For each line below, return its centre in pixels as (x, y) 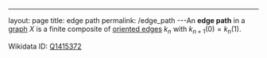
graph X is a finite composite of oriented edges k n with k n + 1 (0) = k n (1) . (125, 30)
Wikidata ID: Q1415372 (45, 46)
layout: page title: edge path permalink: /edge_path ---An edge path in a (127, 20)
